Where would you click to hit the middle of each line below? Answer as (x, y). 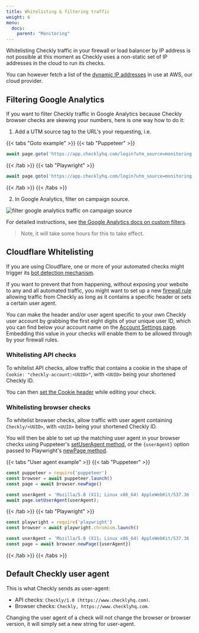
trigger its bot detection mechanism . (50, 273)
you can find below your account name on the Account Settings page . (92, 327)
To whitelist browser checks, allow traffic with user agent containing (89, 420)
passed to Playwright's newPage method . (57, 450)
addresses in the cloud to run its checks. (56, 63)
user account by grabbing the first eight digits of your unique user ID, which (99, 321)
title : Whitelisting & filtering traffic (58, 12)
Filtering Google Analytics (55, 99)
